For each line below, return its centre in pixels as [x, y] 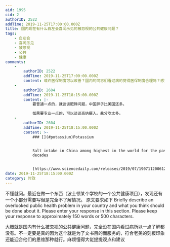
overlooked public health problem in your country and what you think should [85, 205]
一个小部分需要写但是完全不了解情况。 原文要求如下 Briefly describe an [79, 200]
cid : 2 [12, 15]
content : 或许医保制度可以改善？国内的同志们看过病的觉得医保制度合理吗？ [92, 81]
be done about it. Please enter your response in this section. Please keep [81, 210]
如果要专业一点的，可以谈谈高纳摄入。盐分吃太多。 [77, 114]
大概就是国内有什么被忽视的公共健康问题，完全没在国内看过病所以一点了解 [83, 227]
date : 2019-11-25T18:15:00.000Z [39, 174]
